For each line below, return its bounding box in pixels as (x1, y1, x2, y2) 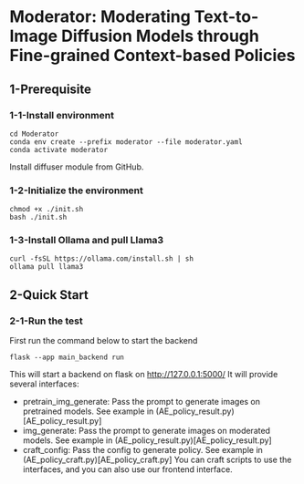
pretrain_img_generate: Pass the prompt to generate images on (22, 396, 261, 407)
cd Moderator (9, 129, 59, 139)
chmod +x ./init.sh (9, 205, 84, 214)
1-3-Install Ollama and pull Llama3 (9, 234, 164, 247)
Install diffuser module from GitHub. (9, 161, 144, 172)
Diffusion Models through (60, 26, 260, 46)
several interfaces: (9, 378, 79, 389)
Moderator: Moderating (9, 6, 192, 27)
